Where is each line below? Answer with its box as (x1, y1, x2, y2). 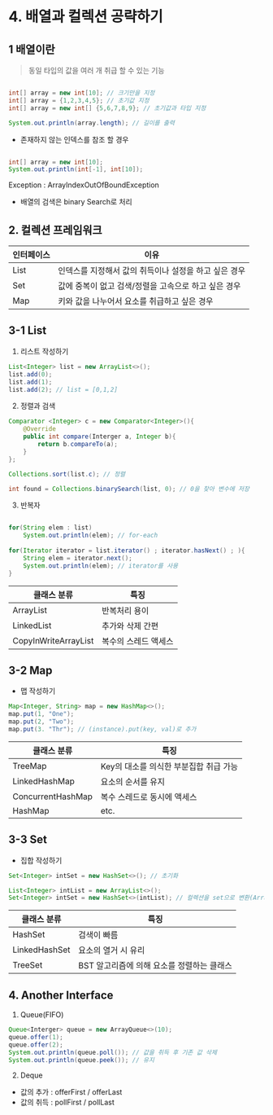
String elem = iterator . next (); (23, 554, 132, 562)
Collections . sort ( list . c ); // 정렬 (8, 470, 126, 478)
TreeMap (12, 760, 47, 771)
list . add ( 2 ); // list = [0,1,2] (8, 385, 118, 393)
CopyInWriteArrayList (12, 634, 94, 646)
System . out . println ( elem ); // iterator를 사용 (23, 561, 179, 570)
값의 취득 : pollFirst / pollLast (19, 1097, 115, 1108)
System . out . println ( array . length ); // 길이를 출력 (8, 119, 175, 127)
